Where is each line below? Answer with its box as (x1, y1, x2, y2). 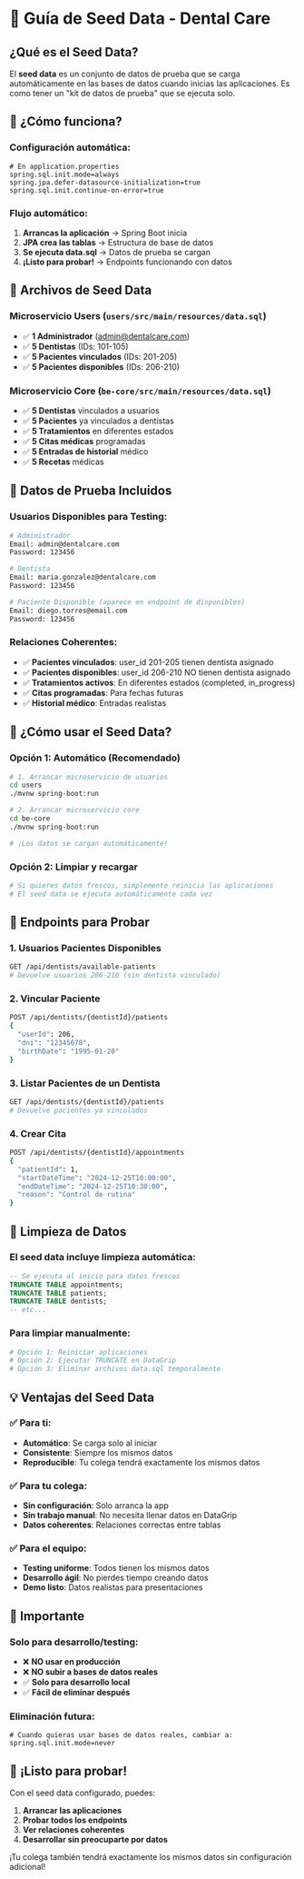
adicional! (9, 1862, 46, 1873)
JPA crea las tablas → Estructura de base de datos (22, 236, 214, 248)
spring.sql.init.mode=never (9, 1739, 116, 1748)
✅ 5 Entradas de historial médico (22, 445, 149, 457)
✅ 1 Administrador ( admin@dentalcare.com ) (22, 331, 191, 342)
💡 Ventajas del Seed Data (9, 1389, 154, 1405)
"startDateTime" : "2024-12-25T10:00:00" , (17, 1173, 177, 1182)
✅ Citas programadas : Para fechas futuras (22, 687, 184, 698)
